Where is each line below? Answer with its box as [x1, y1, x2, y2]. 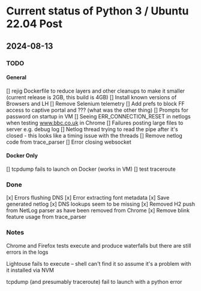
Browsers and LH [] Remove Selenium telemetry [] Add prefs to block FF [6, 100, 185, 107]
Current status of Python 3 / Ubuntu [6, 4, 189, 18]
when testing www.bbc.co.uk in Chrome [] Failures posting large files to [6, 119, 184, 126]
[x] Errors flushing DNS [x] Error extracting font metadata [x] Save [6, 194, 170, 201]
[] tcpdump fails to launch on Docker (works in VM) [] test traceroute [6, 165, 176, 173]
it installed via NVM [6, 266, 54, 274]
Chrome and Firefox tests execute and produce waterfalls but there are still [6, 242, 191, 249]
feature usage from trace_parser [6, 213, 87, 221]
